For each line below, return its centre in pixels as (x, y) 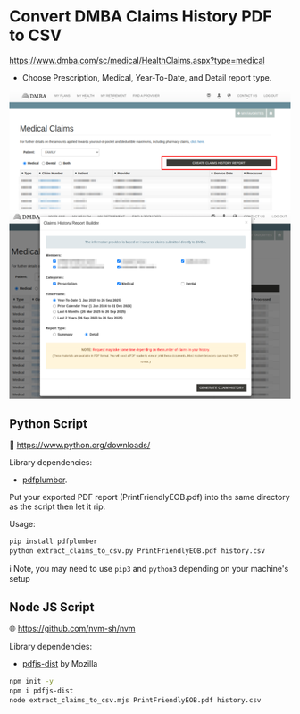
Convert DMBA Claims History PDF (141, 17)
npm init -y (31, 681)
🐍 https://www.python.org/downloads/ (80, 446)
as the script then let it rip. (58, 506)
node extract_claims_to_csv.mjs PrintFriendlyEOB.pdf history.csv (135, 700)
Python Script (48, 424)
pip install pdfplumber (54, 542)
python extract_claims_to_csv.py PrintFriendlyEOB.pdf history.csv (137, 551)
